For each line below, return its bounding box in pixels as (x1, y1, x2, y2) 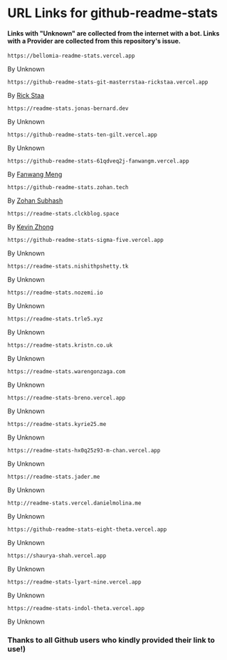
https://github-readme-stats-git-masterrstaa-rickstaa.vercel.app (7, 78, 208, 86)
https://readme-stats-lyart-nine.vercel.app (7, 579, 142, 586)
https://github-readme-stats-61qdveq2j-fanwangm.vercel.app (7, 158, 190, 165)
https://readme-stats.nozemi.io (7, 289, 103, 297)
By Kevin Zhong (7, 223, 54, 231)
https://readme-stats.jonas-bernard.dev (7, 105, 130, 112)
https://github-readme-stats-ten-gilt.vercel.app (7, 131, 158, 138)
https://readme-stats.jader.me (7, 473, 100, 481)
